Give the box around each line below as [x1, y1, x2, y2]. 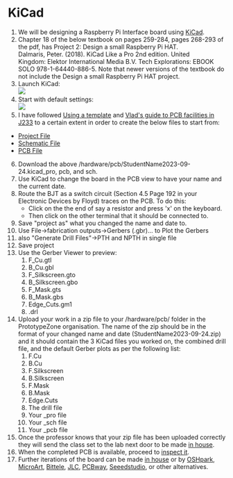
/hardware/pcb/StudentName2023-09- [78, 160, 191, 168]
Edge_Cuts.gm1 [28, 300, 72, 308]
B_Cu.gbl [28, 263, 54, 272]
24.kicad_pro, [17, 167, 58, 175]
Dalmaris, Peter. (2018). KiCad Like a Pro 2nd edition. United [17, 50, 190, 58]
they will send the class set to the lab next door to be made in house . [17, 440, 215, 449]
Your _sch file [28, 418, 68, 427]
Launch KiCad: [17, 79, 61, 88]
